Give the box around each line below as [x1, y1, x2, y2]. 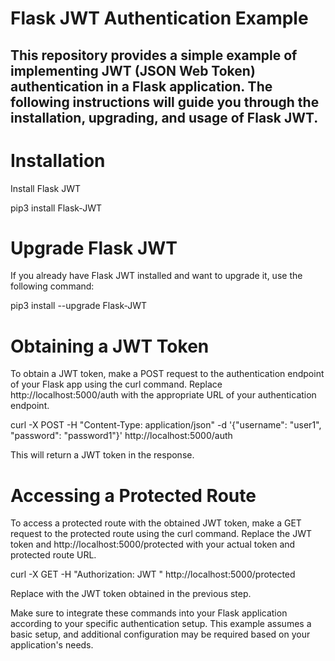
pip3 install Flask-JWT [10, 202, 102, 214]
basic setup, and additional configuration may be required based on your [10, 628, 311, 641]
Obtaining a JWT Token [10, 335, 210, 357]
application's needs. [10, 639, 94, 651]
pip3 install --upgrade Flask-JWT [10, 300, 148, 312]
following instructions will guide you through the [10, 93, 320, 111]
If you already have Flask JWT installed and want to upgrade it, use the [10, 270, 303, 282]
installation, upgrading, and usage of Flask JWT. [10, 109, 319, 126]
